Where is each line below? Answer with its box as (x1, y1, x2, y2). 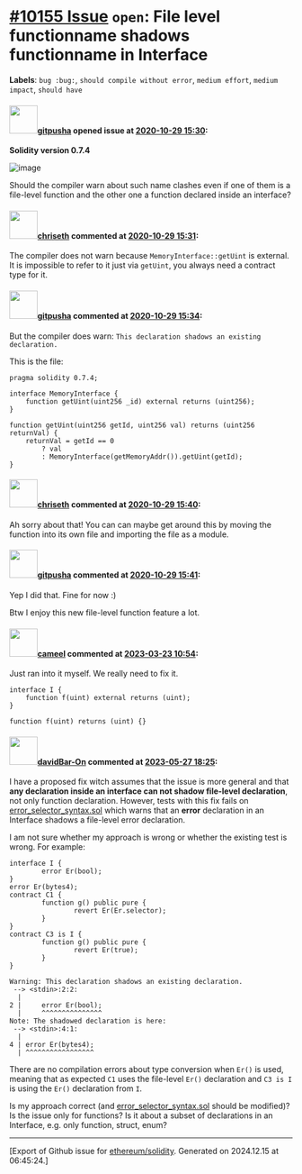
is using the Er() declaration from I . (9, 1083, 142, 1094)
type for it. (9, 269, 48, 280)
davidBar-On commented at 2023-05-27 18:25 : (37, 756, 218, 767)
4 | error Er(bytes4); (9, 1041, 94, 1050)
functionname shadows (9, 25, 191, 46)
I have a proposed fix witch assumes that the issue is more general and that (9, 777, 289, 787)
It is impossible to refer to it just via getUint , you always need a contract (9, 259, 276, 271)
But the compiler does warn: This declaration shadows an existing (9, 331, 262, 341)
